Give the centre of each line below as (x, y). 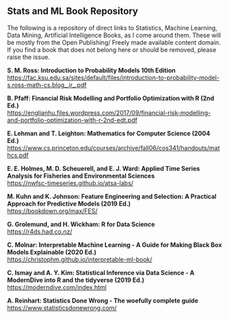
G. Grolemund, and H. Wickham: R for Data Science (81, 224)
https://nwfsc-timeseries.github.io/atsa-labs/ (70, 183)
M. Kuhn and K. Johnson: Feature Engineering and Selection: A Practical (112, 196)
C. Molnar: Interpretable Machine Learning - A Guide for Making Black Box (114, 245)
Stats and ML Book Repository (73, 11)
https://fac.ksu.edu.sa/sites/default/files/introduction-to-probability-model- (113, 78)
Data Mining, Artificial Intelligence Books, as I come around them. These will (114, 35)
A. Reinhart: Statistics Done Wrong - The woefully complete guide (103, 300)
